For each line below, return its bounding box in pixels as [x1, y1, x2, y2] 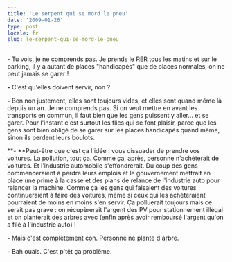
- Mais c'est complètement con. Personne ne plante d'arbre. [7, 234, 179, 243]
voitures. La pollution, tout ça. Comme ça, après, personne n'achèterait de [7, 154, 220, 163]
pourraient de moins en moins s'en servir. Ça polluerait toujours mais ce [7, 198, 213, 207]
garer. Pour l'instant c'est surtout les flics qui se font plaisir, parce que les [7, 119, 217, 127]
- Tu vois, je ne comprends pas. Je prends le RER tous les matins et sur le [7, 55, 217, 63]
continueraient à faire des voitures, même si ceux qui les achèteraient [7, 191, 206, 200]
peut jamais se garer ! [7, 70, 69, 78]
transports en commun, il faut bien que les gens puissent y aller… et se [7, 112, 209, 120]
